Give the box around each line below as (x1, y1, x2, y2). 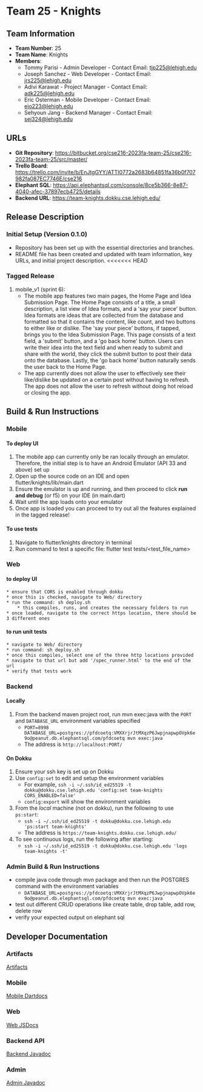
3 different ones (6, 615, 50, 622)
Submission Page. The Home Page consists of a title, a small (24, 299, 176, 306)
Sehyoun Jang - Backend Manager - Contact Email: (24, 109, 153, 116)
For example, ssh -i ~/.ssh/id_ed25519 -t (24, 781, 131, 788)
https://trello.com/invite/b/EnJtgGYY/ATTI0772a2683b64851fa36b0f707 (15, 168, 196, 175)
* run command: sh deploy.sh (6, 646, 80, 653)
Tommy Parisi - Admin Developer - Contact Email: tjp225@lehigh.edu (24, 64, 197, 71)
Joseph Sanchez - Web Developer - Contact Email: (24, 70, 151, 77)
